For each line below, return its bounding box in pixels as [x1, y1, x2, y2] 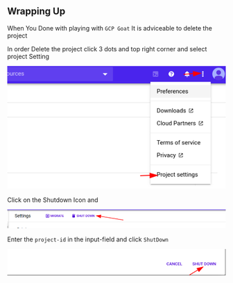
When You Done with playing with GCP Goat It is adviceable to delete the [7, 24, 213, 32]
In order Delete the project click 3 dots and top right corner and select [7, 44, 207, 53]
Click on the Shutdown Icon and [7, 196, 98, 204]
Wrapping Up [7, 6, 66, 17]
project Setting [7, 52, 50, 60]
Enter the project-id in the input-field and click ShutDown [7, 235, 169, 243]
